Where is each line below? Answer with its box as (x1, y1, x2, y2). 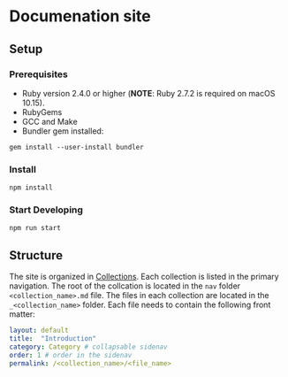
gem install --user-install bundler (9, 142, 144, 151)
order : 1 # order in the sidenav (9, 350, 133, 359)
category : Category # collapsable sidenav (9, 342, 168, 351)
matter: (9, 309, 35, 319)
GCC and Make (21, 116, 78, 127)
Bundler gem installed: (21, 126, 104, 136)
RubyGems (21, 106, 63, 117)
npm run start (9, 224, 62, 233)
